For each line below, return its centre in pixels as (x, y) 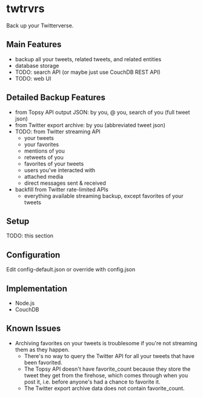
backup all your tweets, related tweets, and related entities (88, 59)
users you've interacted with (60, 170)
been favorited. (43, 362)
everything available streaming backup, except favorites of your (104, 196)
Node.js (25, 303)
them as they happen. (42, 350)
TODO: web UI (33, 78)
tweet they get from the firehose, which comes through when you (106, 375)
